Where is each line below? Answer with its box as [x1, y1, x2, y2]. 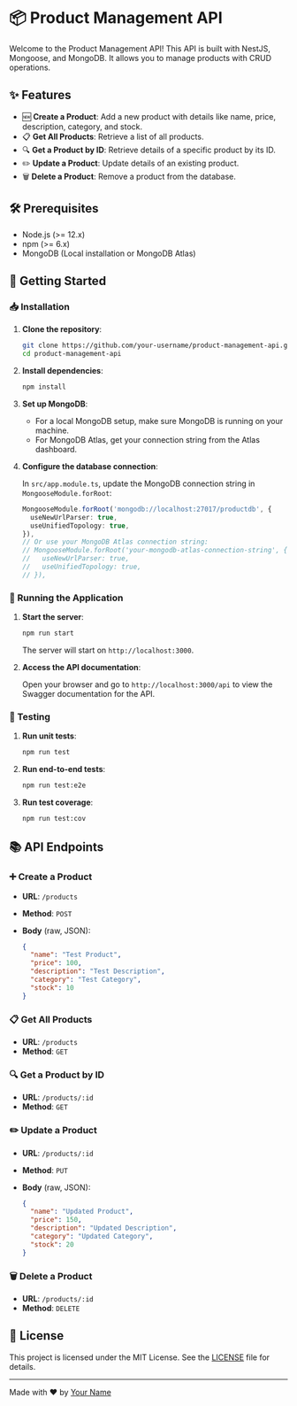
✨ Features [9, 88, 72, 103]
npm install [21, 382, 66, 391]
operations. [9, 62, 51, 73]
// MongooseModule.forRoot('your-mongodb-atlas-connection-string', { [21, 546, 288, 555]
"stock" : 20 [30, 1240, 74, 1249]
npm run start [21, 629, 74, 638]
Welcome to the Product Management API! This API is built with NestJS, [9, 42, 271, 54]
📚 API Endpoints [9, 839, 104, 855]
